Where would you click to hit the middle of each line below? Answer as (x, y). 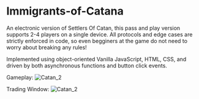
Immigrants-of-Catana (65, 11)
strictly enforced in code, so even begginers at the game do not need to (97, 41)
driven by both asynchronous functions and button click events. (87, 66)
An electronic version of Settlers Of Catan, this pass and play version (93, 28)
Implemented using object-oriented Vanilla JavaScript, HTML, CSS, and (96, 59)
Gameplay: (20, 77)
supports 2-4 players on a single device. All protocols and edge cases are (99, 34)
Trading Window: (28, 89)
